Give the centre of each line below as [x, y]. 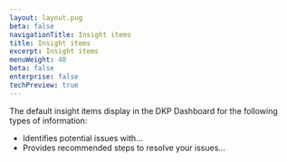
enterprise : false [44, 77]
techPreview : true [44, 85]
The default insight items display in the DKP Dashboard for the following [143, 110]
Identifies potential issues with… [82, 138]
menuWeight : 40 [38, 60]
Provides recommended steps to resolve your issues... [124, 148]
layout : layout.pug [46, 18]
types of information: [48, 120]
